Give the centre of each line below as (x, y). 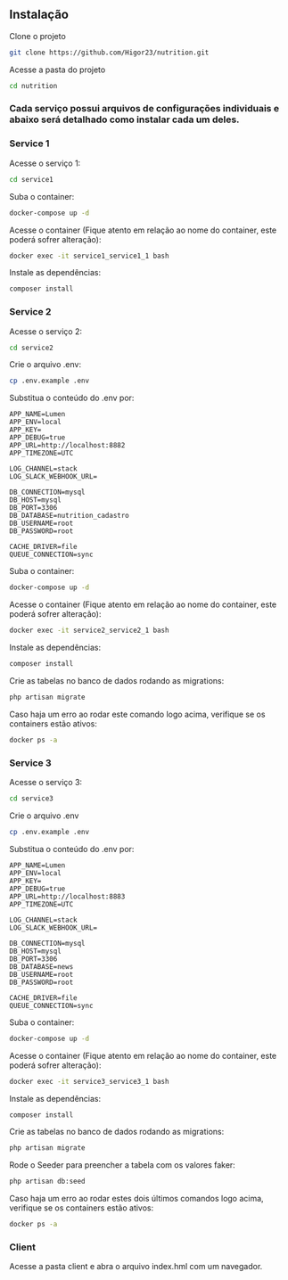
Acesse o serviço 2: (46, 331)
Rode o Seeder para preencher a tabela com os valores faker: (123, 1165)
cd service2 (31, 348)
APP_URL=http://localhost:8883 (67, 896)
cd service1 (31, 179)
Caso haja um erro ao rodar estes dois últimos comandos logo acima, (137, 1199)
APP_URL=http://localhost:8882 (67, 446)
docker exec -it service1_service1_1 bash (89, 256)
